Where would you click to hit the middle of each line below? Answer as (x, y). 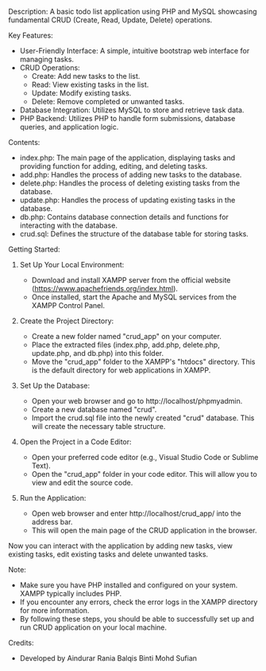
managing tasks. (46, 59)
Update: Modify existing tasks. (81, 93)
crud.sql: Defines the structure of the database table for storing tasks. (134, 234)
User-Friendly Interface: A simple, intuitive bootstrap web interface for (135, 51)
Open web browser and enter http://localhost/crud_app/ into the (136, 513)
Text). (41, 466)
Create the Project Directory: (67, 321)
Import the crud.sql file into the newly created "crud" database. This (143, 418)
